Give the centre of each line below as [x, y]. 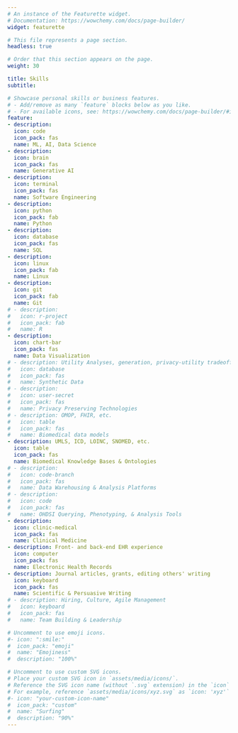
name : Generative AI [44, 171]
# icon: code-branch [41, 474]
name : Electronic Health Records [63, 567]
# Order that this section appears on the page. [80, 60]
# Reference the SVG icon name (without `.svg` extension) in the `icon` [119, 685]
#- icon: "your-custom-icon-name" [58, 698]
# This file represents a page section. [68, 40]
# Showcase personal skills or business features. [84, 98]
